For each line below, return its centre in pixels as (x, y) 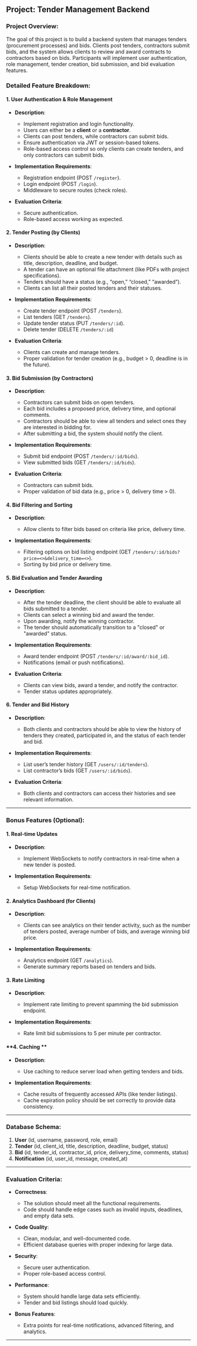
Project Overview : (32, 26)
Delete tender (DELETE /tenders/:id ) (69, 329)
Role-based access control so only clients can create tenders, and (103, 148)
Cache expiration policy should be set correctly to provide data (99, 1100)
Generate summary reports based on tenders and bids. (90, 967)
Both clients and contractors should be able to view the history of (102, 729)
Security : (26, 1256)
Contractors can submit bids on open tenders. (79, 402)
